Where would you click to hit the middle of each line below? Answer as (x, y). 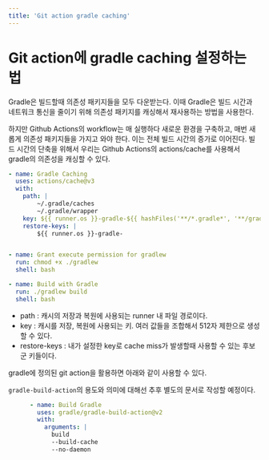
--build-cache (74, 442)
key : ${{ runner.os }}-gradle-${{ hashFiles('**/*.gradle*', (126, 218)
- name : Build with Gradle (53, 284)
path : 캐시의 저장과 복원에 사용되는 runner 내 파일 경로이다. (114, 315)
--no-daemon (71, 450)
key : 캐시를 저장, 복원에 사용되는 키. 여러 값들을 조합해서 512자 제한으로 (132, 325)
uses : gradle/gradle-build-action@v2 (100, 412)
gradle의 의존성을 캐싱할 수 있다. (59, 159)
